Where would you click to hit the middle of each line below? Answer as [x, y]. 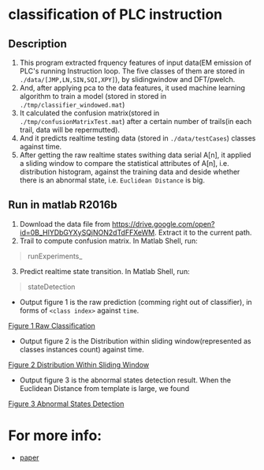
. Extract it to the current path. [203, 232]
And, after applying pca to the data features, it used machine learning [132, 88]
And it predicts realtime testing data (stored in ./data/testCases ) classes [138, 138]
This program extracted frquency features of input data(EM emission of [136, 62]
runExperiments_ [55, 256]
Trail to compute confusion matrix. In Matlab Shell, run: [109, 241]
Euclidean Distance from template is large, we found [104, 388]
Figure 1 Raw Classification [52, 325]
